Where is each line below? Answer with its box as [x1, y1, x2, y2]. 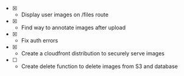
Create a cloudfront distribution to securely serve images [21, 50, 165, 57]
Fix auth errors [21, 37, 58, 44]
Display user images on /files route [21, 11, 108, 18]
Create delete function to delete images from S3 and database [21, 63, 178, 70]
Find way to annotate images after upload [21, 24, 126, 31]
